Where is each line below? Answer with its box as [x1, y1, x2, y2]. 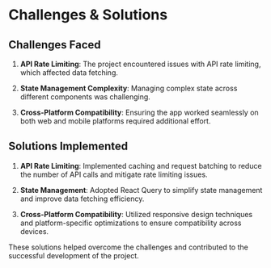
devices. [19, 226, 49, 236]
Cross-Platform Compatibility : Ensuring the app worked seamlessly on [19, 107, 259, 117]
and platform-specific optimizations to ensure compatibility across [19, 218, 242, 228]
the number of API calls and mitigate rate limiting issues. [19, 170, 208, 179]
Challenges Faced [8, 38, 101, 52]
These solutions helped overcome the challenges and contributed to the [8, 242, 248, 252]
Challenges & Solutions [8, 6, 168, 24]
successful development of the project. [8, 250, 139, 260]
